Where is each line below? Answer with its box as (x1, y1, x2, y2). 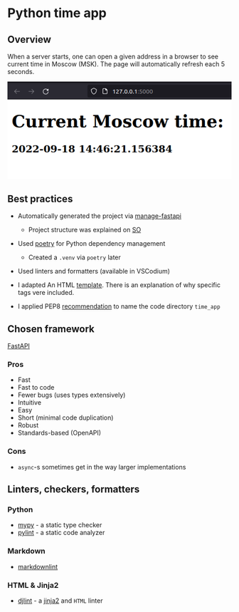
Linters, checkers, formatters (7, 483, 140, 496)
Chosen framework (7, 323, 95, 335)
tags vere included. (17, 289, 75, 297)
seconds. (7, 68, 35, 76)
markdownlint (17, 562, 58, 571)
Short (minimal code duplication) (17, 413, 114, 422)
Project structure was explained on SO (28, 226, 142, 234)
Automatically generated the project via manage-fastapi (17, 212, 181, 220)
